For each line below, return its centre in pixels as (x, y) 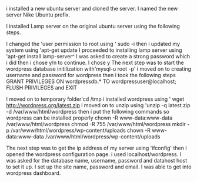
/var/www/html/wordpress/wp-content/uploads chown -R (81, 130)
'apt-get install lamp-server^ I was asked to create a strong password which (98, 56)
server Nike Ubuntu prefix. (38, 15)
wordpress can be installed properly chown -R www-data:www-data (89, 118)
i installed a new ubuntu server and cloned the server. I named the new (92, 9)
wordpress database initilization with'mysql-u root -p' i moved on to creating (99, 69)
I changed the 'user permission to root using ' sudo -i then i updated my (93, 44)
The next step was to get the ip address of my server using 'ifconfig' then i (96, 148)
